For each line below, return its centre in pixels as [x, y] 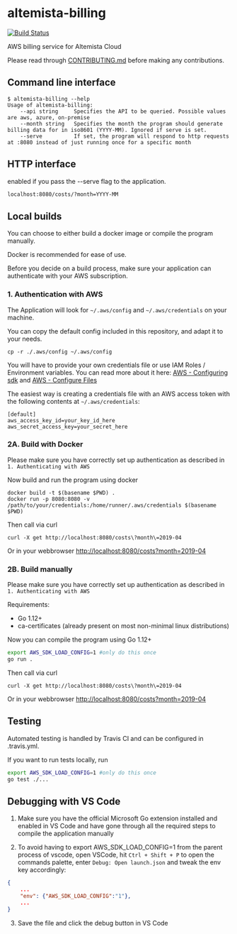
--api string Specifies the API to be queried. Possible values [123, 111]
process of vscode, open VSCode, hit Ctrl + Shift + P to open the [116, 855]
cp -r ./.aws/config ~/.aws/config [60, 352]
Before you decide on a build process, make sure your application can [109, 268]
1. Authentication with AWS [55, 295]
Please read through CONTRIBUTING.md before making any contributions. [116, 60]
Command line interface [62, 83]
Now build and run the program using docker [73, 480]
